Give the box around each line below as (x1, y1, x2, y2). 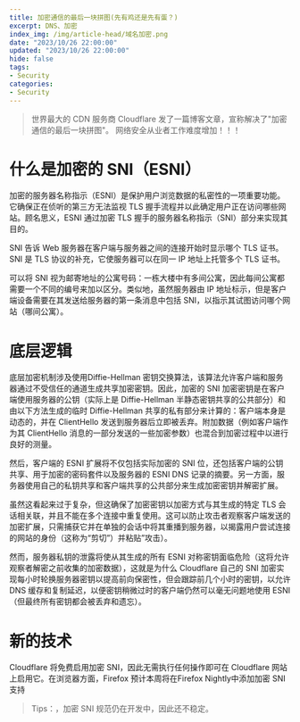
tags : (9, 63, 29, 72)
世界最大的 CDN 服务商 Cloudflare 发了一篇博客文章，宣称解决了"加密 (30, 113, 287, 124)
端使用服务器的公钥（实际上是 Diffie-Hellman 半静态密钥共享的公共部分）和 (9, 394, 286, 405)
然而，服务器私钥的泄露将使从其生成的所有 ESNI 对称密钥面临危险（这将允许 (9, 552, 290, 562)
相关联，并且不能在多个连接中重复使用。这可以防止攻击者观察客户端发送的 (16, 510, 291, 521)
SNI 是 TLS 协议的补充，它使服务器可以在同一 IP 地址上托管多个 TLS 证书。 (9, 253, 286, 264)
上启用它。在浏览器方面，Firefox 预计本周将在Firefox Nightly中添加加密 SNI (9, 673, 286, 684)
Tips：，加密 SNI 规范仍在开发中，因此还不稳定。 (30, 703, 214, 714)
